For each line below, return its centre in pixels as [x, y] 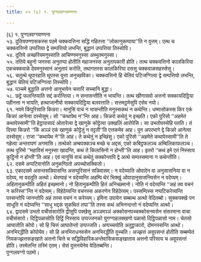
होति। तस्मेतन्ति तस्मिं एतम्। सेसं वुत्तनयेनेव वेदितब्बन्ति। [59, 245]
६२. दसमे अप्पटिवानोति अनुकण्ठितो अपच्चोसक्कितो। [56, 163]
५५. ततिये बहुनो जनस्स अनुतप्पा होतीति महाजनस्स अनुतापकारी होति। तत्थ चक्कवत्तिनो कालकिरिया [100, 62]
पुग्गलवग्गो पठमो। [23, 252]
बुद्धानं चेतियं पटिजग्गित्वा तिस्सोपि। [39, 82]
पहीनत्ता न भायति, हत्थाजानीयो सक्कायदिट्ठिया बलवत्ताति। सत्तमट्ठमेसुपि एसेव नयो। [83, 102]
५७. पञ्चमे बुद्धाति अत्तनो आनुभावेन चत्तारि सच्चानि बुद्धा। [59, 89]
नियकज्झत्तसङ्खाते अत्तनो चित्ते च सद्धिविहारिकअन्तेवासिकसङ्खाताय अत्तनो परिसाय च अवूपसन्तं [97, 238]
